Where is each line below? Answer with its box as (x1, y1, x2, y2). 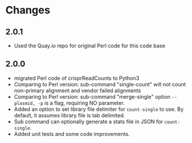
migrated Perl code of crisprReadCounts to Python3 (13, 74, 140, 82)
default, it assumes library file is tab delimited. (13, 111, 125, 118)
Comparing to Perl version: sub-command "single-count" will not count (13, 81, 186, 88)
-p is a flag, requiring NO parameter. (37, 99, 125, 106)
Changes (5, 4, 50, 17)
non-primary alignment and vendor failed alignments (13, 87, 141, 94)
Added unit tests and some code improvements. (13, 130, 130, 137)
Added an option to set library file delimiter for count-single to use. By (13, 106, 184, 113)
